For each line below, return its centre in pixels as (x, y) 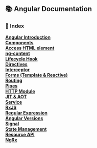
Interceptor (18, 69)
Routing (14, 80)
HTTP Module (20, 91)
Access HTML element (30, 48)
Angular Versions (24, 118)
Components (19, 42)
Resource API (20, 134)
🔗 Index (15, 26)
